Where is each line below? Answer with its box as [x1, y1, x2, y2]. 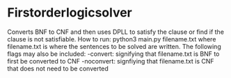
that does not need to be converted [7, 64, 109, 72]
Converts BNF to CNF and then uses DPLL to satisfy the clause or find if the [7, 28, 225, 36]
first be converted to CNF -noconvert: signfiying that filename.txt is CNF [7, 57, 214, 65]
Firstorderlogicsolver [7, 5, 132, 21]
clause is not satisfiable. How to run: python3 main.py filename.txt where [7, 35, 216, 43]
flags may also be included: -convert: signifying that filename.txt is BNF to [7, 50, 220, 58]
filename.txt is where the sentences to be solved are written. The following [7, 42, 221, 50]
